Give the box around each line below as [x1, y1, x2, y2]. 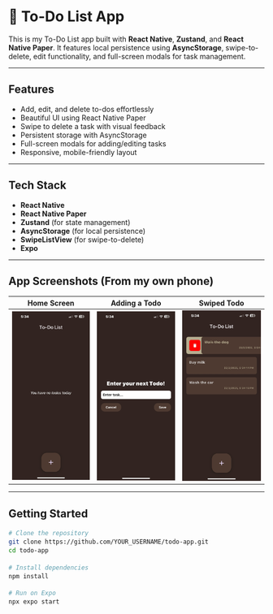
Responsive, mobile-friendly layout [19, 147, 137, 157]
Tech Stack [8, 179, 67, 192]
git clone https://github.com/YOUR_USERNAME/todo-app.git [8, 538, 209, 547]
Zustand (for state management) [19, 217, 131, 227]
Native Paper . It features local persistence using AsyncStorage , [8, 42, 224, 52]
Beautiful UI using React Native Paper [19, 113, 146, 123]
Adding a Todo [110, 298, 162, 308]
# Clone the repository [8, 530, 89, 538]
